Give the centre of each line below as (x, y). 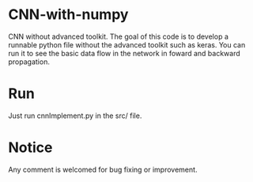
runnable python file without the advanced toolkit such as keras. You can (127, 44)
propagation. (29, 62)
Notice (30, 148)
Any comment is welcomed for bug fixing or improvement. (103, 169)
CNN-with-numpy (68, 15)
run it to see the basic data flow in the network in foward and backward (125, 53)
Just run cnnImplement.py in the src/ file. (75, 116)
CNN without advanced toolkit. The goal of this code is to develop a (119, 36)
